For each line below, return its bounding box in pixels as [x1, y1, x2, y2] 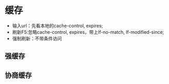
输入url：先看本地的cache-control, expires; [12, 23, 103, 29]
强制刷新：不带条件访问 [12, 35, 62, 41]
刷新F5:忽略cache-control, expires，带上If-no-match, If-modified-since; [12, 29, 164, 35]
